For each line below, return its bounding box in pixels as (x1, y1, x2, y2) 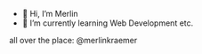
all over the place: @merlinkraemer (9, 35, 138, 45)
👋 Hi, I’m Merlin (21, 9, 78, 19)
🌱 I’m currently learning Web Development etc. (21, 18, 194, 28)
